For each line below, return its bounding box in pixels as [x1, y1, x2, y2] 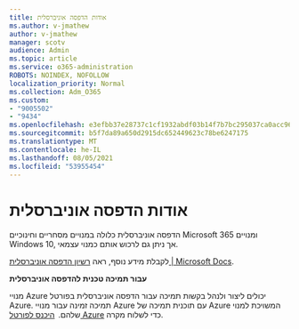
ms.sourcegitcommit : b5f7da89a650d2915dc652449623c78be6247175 [9, 129, 249, 138]
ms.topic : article [9, 54, 77, 63]
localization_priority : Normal [9, 79, 125, 88]
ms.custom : [9, 95, 50, 105]
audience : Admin [9, 46, 69, 55]
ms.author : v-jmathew [9, 21, 90, 30]
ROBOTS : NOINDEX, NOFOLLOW [9, 71, 109, 80]
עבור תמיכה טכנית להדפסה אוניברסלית [9, 273, 148, 285]
